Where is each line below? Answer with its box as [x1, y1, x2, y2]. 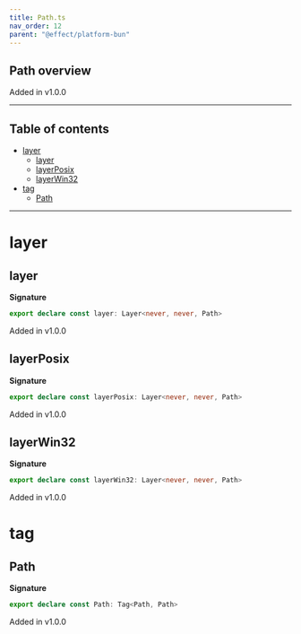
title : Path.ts [9, 13, 66, 22]
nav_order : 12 [9, 22, 63, 30]
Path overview [9, 63, 91, 78]
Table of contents [9, 121, 109, 136]
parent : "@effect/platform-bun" [9, 30, 130, 39]
